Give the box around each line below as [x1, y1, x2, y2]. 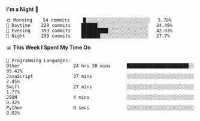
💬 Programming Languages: [6, 58, 71, 63]
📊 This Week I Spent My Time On [6, 44, 91, 51]
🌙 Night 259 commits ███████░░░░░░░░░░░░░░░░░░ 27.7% [6, 33, 170, 39]
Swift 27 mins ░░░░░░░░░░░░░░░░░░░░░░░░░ [6, 84, 195, 90]
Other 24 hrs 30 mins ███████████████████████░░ [6, 63, 195, 69]
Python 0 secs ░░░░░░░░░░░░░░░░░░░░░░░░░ [6, 105, 195, 111]
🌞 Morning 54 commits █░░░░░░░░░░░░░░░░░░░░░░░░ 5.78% [6, 17, 172, 23]
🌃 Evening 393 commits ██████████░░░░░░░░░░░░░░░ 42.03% [6, 28, 172, 34]
